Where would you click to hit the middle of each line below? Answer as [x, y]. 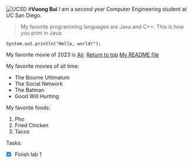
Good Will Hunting [37, 96]
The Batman [29, 90]
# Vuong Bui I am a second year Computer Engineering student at [107, 9]
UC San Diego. [24, 15]
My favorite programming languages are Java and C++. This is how [102, 27]
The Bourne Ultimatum [42, 77]
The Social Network [39, 84]
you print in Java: [41, 33]
